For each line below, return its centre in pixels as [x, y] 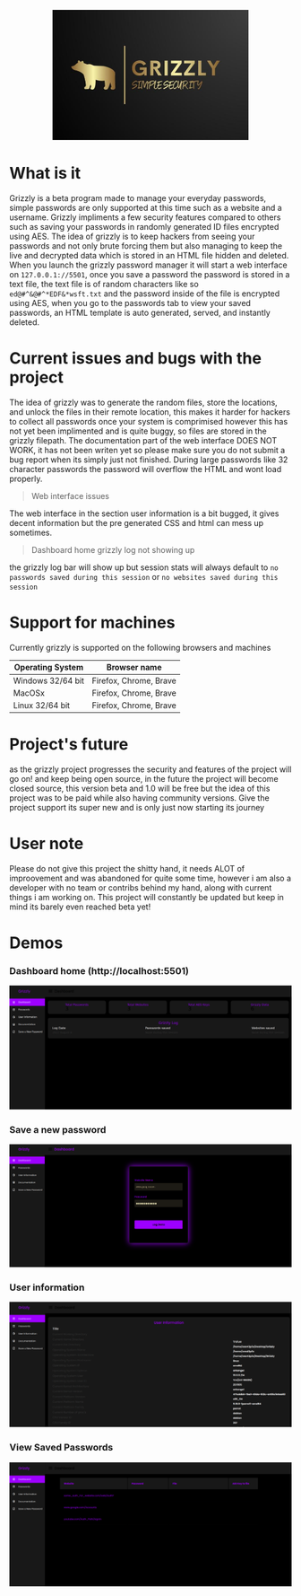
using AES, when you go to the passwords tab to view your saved [130, 303]
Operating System [48, 667]
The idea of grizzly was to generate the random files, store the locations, [143, 403]
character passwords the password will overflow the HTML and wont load [146, 469]
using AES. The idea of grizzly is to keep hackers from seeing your [132, 237]
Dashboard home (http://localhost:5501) [99, 970]
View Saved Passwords [61, 1448]
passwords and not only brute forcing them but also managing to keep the [146, 246]
